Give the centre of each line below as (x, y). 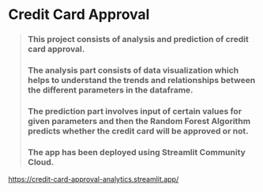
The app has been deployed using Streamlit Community (137, 152)
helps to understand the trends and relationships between (141, 81)
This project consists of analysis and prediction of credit (138, 40)
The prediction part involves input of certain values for (135, 111)
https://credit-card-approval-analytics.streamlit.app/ (94, 179)
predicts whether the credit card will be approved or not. (138, 130)
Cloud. (41, 162)
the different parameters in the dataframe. (110, 90)
